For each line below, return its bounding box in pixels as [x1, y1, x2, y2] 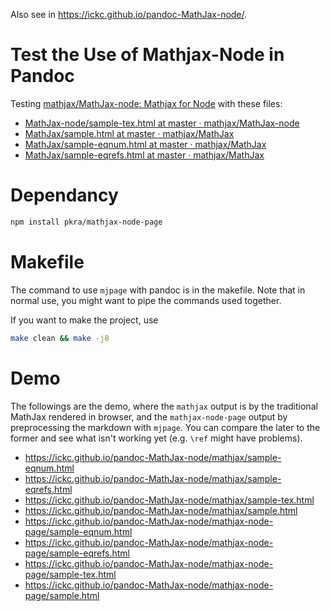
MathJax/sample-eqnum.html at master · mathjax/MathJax [24, 138, 267, 150]
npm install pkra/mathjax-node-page [10, 217, 163, 227]
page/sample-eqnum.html [24, 525, 133, 538]
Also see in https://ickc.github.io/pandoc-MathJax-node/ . [10, 9, 248, 20]
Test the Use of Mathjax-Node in [10, 44, 285, 66]
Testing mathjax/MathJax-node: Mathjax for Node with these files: [10, 97, 283, 109]
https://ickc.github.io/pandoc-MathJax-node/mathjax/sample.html [24, 504, 298, 516]
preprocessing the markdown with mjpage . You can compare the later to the [10, 421, 321, 433]
